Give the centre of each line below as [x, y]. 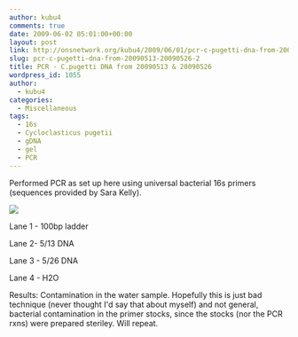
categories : [31, 100]
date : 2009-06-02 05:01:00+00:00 [71, 34]
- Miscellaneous [47, 108]
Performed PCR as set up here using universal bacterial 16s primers [133, 183]
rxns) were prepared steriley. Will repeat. [84, 323]
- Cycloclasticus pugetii [65, 133]
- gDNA [29, 141]
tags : [19, 116]
